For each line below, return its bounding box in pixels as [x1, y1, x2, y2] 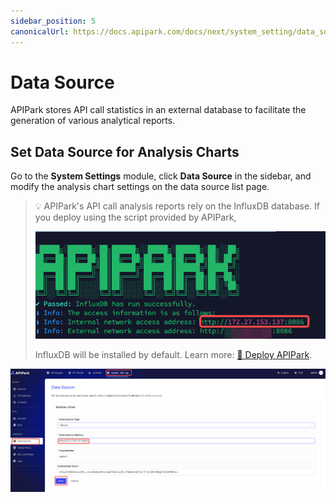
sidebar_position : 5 [10, 16, 97, 26]
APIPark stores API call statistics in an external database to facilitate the [10, 104, 307, 116]
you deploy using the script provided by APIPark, [34, 211, 237, 224]
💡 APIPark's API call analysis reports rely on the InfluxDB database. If [34, 200, 320, 212]
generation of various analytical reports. [10, 115, 176, 127]
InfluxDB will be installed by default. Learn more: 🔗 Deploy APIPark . [34, 348, 313, 360]
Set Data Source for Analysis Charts [10, 143, 240, 160]
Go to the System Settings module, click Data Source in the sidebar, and [10, 170, 312, 182]
